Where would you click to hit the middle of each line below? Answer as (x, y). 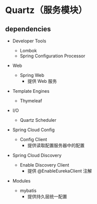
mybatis (28, 191)
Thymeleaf (31, 101)
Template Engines (31, 91)
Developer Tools (29, 41)
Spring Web (32, 75)
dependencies (28, 29)
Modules (21, 181)
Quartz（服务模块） (46, 10)
